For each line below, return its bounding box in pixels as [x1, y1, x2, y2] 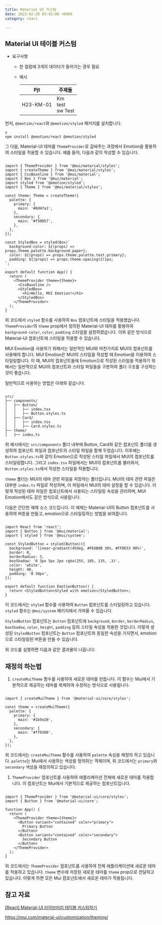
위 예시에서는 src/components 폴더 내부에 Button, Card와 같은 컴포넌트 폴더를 [5, 441, 152, 447]
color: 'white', [9, 563, 42, 568]
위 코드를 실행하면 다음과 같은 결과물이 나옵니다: [5, 647, 96, 653]
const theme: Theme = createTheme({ [5, 193, 79, 198]
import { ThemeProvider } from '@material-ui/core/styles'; [5, 794, 129, 799]
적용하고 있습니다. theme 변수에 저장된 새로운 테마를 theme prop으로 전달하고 [10, 869, 155, 875]
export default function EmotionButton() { [5, 584, 94, 589]
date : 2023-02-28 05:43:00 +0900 [5, 12, 73, 17]
